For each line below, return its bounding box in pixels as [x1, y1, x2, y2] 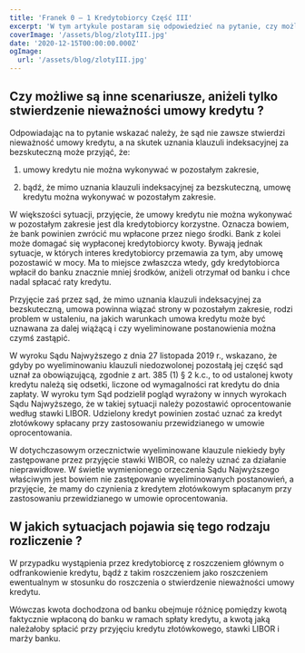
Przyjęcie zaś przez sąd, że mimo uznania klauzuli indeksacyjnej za [9, 294, 261, 305]
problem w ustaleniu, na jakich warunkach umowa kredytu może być [9, 313, 266, 324]
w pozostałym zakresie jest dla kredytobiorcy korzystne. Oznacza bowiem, [9, 219, 290, 229]
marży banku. [9, 632, 61, 644]
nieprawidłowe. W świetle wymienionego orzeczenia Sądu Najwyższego [9, 463, 280, 474]
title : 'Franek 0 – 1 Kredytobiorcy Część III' [9, 13, 193, 23]
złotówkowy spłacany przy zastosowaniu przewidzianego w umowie [9, 417, 265, 428]
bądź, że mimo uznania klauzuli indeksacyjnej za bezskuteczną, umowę [22, 181, 291, 192]
